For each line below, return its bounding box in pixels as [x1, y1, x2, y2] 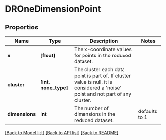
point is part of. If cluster [74, 72, 131, 79]
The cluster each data [74, 66, 125, 73]
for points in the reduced [74, 52, 132, 58]
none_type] [40, 84, 68, 91]
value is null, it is [74, 79, 113, 85]
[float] [40, 52, 56, 58]
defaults [138, 108, 157, 114]
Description [89, 38, 118, 44]
